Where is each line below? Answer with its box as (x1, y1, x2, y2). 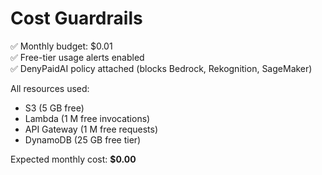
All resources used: (10, 82, 90, 94)
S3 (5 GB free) (24, 102, 85, 114)
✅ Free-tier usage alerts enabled (10, 51, 145, 63)
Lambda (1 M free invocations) (24, 112, 151, 124)
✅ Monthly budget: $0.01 (10, 40, 113, 52)
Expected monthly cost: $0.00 (10, 153, 137, 165)
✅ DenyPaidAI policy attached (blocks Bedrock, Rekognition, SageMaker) (10, 62, 313, 74)
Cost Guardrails (10, 7, 143, 30)
